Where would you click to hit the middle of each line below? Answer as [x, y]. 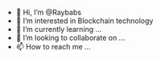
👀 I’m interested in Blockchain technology [85, 21]
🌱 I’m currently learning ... [59, 29]
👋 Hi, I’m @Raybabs [49, 12]
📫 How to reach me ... [53, 47]
